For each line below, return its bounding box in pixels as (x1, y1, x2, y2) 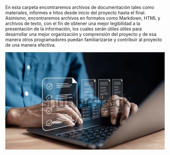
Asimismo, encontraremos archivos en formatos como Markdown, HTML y (5, 15, 160, 21)
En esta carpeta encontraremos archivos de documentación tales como (5, 5, 154, 10)
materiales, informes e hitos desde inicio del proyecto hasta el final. (5, 10, 146, 16)
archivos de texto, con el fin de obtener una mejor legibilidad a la (5, 20, 141, 26)
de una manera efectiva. (5, 42, 56, 48)
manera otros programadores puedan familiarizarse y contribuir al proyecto (5, 36, 162, 43)
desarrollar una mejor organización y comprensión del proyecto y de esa (5, 31, 157, 37)
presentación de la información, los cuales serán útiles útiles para (5, 26, 142, 32)
